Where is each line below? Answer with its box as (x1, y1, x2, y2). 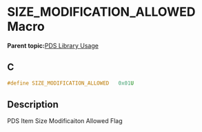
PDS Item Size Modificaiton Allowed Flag (7, 117, 123, 125)
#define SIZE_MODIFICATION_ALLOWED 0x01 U (7, 80, 134, 87)
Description (7, 99, 59, 111)
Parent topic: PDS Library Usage (7, 41, 99, 49)
